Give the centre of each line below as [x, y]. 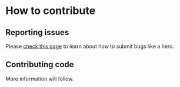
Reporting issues [37, 32]
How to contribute [51, 11]
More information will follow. [40, 79]
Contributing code [40, 65]
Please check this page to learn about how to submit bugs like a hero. [90, 46]
